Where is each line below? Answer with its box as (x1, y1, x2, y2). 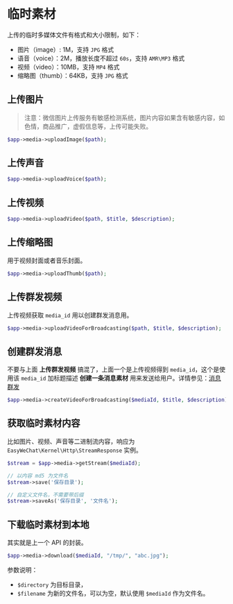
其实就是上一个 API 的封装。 (7, 539, 88, 547)
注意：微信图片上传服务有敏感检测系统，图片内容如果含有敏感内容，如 (24, 113, 225, 121)
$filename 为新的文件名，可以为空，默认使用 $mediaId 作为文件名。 (17, 589, 209, 597)
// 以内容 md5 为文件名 (7, 472, 69, 479)
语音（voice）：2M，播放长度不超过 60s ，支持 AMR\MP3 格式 (17, 53, 185, 62)
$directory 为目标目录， (17, 580, 87, 589)
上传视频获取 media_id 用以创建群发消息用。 (7, 310, 133, 319)
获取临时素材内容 (7, 417, 80, 429)
